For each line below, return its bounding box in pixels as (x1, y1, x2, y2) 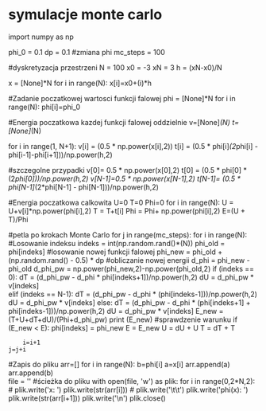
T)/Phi (8, 214, 29, 224)
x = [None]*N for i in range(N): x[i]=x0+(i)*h (8, 78, 152, 88)
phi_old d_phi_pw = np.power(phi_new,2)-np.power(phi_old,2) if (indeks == (8, 264, 254, 273)
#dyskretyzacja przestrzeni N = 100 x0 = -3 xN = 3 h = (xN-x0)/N (8, 62, 222, 72)
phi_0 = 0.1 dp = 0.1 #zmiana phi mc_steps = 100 (8, 47, 165, 57)
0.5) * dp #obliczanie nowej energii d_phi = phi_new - (75, 255, 250, 264)
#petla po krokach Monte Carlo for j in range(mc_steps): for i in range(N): (8, 229, 248, 240)
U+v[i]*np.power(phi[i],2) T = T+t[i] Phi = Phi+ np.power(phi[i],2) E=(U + (8, 205, 246, 216)
